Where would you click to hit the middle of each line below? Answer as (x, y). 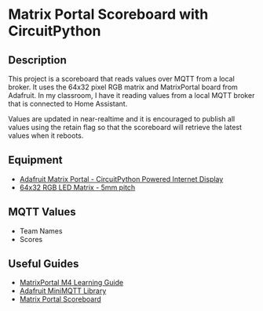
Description (37, 60)
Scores (31, 239)
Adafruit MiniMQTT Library (63, 291)
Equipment (35, 160)
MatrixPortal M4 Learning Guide (71, 283)
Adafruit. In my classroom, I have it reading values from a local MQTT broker (131, 95)
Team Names (41, 231)
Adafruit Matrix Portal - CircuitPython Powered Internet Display (121, 179)
